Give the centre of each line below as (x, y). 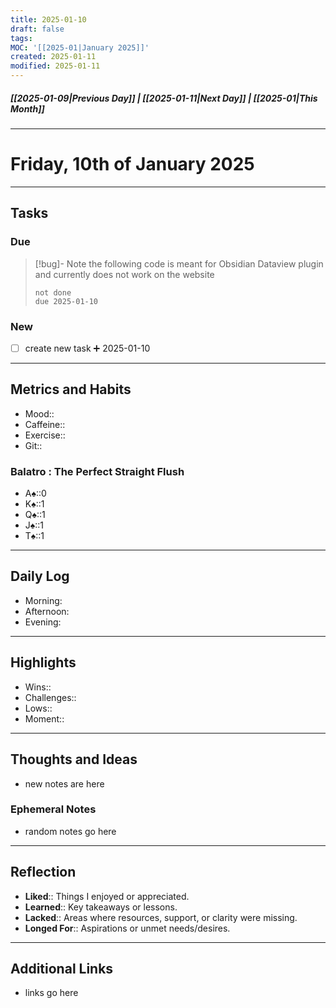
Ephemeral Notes (53, 809)
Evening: (43, 622)
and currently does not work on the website (124, 274)
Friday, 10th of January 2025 (132, 164)
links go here (51, 993)
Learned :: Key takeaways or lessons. (101, 907)
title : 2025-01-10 (48, 19)
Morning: (43, 600)
